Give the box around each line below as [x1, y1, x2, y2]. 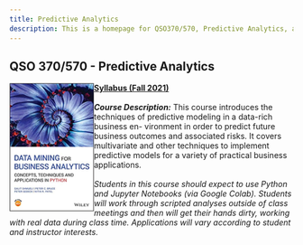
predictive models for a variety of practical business [94, 150, 288, 161]
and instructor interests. [9, 227, 99, 238]
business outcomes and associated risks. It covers [94, 131, 282, 142]
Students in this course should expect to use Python [94, 179, 288, 190]
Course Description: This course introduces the [94, 102, 273, 113]
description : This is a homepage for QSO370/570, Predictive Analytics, [9, 24, 289, 33]
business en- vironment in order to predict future [94, 121, 276, 132]
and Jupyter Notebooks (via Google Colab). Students [94, 188, 292, 199]
